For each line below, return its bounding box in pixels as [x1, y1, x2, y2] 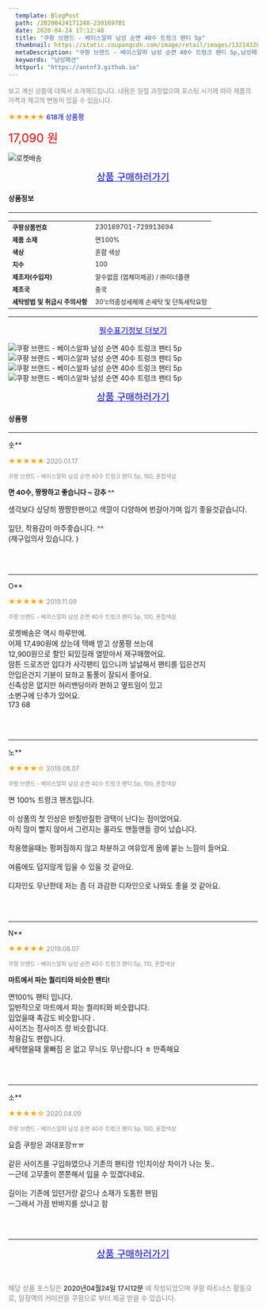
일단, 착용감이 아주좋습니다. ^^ [8, 524, 104, 533]
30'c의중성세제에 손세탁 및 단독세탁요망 [94, 297, 207, 306]
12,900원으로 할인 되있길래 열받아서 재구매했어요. [8, 649, 166, 659]
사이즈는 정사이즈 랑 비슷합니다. [8, 1024, 108, 1034]
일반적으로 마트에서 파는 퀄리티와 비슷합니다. [8, 1003, 150, 1013]
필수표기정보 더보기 [98, 325, 168, 336]
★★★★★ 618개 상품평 [8, 112, 85, 122]
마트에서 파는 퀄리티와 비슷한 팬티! [8, 976, 111, 985]
